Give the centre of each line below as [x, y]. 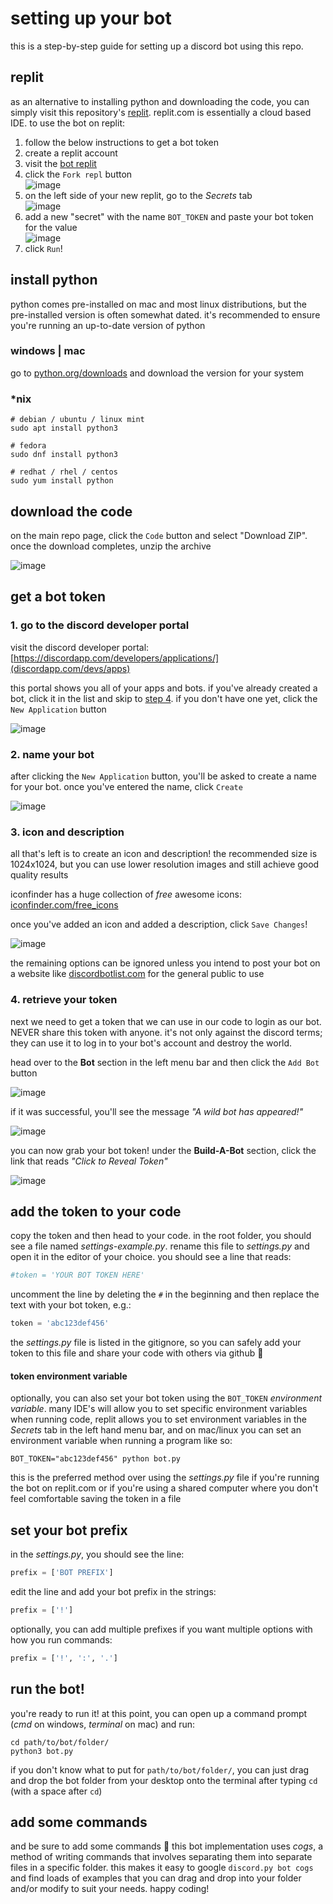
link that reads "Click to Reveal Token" [89, 1161]
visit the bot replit [60, 163]
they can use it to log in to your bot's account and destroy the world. [151, 1043]
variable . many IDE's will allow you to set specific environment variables [159, 1409]
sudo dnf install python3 [64, 455]
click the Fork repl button [78, 174]
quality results [39, 875]
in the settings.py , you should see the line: [97, 1554]
